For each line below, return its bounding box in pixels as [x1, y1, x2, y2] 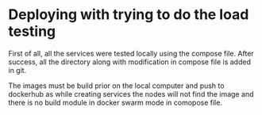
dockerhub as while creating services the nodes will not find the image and [8, 89, 254, 98]
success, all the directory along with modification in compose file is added [8, 57, 252, 67]
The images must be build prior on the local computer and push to [8, 81, 225, 90]
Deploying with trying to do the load [8, 6, 249, 24]
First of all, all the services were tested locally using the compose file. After [8, 48, 254, 58]
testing [8, 22, 56, 40]
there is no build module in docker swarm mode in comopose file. [8, 98, 222, 107]
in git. [8, 65, 27, 75]
